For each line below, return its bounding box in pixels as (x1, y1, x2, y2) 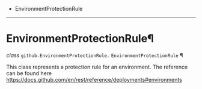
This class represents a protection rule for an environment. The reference (6, 63, 188, 70)
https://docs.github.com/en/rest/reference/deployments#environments (6, 76, 182, 83)
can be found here (6, 69, 52, 77)
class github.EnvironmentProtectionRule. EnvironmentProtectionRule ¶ (6, 51, 183, 59)
